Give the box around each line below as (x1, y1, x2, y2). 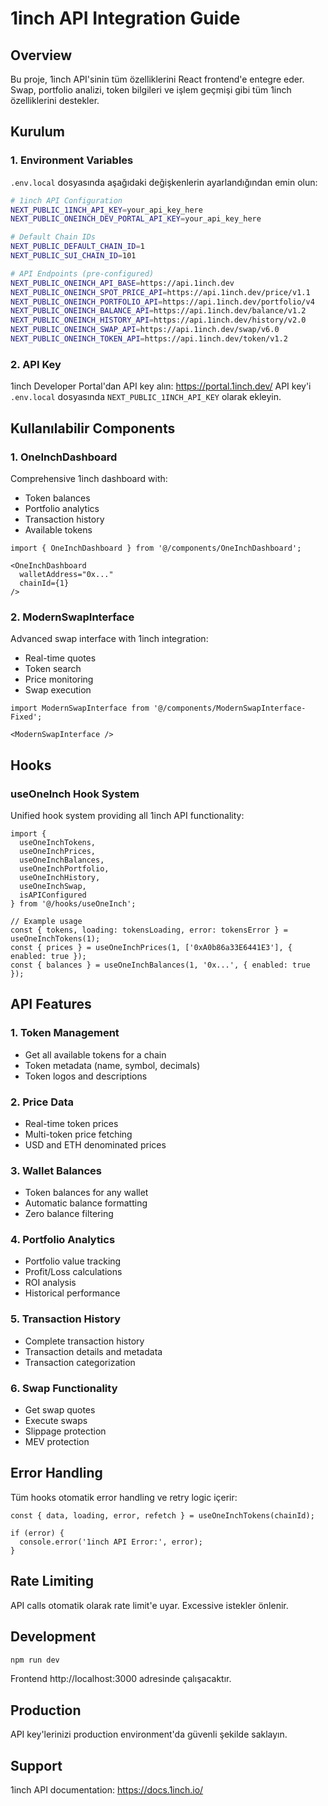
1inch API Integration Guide (10, 7, 241, 30)
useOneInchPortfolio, (19, 863, 110, 874)
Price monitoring (24, 673, 94, 686)
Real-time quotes (24, 652, 97, 664)
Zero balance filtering (24, 1208, 114, 1220)
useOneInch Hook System (10, 787, 140, 801)
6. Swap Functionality (10, 1381, 118, 1395)
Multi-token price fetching (24, 1128, 133, 1140)
